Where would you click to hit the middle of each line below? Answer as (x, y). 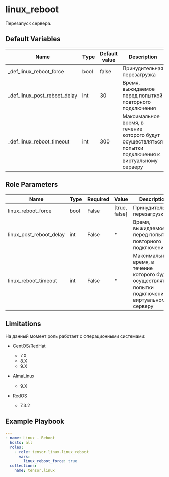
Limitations (23, 324)
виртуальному (140, 160)
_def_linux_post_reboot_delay (43, 96)
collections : (23, 466)
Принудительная (143, 68)
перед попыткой (143, 96)
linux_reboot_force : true (51, 461)
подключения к (141, 154)
